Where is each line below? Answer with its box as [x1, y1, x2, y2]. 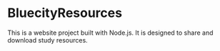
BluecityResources [7, 5, 123, 21]
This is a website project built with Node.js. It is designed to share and [7, 28, 214, 37]
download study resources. [7, 35, 88, 44]
